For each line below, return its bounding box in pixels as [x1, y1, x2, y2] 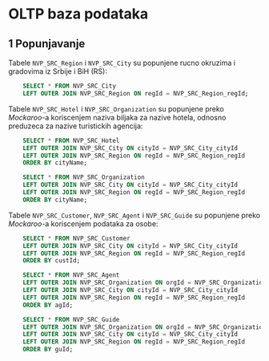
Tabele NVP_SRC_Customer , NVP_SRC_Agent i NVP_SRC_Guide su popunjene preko [8, 210, 261, 220]
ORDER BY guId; [22, 346, 74, 354]
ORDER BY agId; [22, 301, 74, 309]
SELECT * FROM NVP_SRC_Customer [22, 234, 130, 242]
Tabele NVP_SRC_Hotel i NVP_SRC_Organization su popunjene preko [8, 103, 224, 113]
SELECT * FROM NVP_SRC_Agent [22, 271, 120, 279]
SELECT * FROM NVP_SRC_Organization [22, 173, 146, 181]
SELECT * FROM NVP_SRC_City [22, 82, 116, 90]
